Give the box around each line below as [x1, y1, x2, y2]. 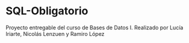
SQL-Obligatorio [5, 4, 88, 18]
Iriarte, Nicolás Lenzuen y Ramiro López [5, 30, 105, 37]
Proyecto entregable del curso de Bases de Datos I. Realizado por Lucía [5, 24, 184, 31]
